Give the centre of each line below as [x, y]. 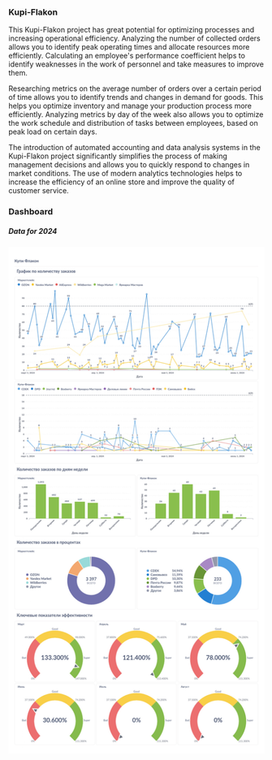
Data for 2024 [33, 231]
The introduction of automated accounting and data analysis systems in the [135, 148]
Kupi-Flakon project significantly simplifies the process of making [118, 156]
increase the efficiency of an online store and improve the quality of [122, 182]
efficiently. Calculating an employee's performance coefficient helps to [127, 56]
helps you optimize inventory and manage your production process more [130, 106]
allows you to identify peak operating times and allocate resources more [129, 47]
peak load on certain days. [53, 132]
